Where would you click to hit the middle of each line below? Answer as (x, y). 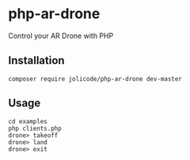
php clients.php (35, 128)
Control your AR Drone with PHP (61, 36)
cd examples (28, 121)
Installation (36, 61)
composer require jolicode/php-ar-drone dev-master (95, 79)
